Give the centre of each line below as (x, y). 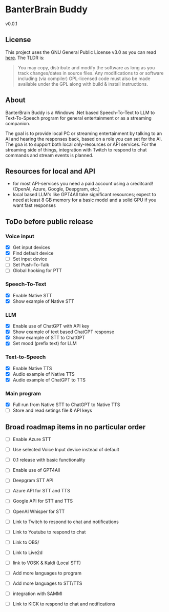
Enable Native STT (32, 295)
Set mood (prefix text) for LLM (45, 343)
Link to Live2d (27, 552)
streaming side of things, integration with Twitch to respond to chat (76, 149)
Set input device (30, 259)
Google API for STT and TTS (43, 501)
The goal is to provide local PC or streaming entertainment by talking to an (84, 133)
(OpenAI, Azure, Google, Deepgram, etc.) (56, 189)
